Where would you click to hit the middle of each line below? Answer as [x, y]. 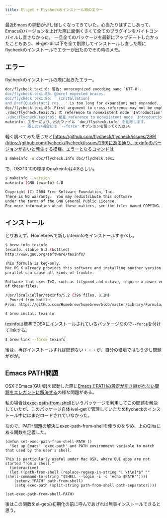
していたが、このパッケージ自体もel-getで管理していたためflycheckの [77, 409]
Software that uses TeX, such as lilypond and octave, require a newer [81, 282]
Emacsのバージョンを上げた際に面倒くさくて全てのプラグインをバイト [77, 31]
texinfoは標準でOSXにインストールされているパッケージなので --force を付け [83, 324]
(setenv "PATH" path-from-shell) [49, 481]
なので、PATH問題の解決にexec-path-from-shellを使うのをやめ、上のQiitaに [83, 426]
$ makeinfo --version [28, 178]
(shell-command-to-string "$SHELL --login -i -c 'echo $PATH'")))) [77, 477]
